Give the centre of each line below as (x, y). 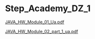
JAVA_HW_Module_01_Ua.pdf (35, 22)
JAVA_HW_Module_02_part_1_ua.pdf (42, 31)
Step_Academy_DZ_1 (48, 9)
